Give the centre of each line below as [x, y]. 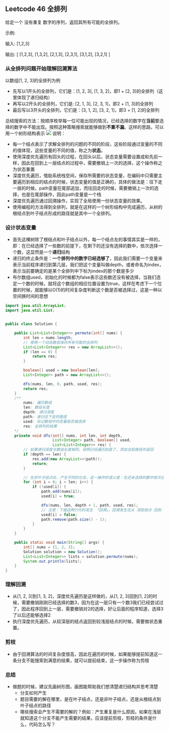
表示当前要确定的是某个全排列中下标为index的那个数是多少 [73, 271]
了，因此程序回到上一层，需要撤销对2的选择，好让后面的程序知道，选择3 [88, 609]
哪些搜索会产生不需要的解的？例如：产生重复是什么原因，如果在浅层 [91, 712]
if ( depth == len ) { [45, 454]
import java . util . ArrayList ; [36, 306]
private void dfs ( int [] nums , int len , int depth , [68, 436]
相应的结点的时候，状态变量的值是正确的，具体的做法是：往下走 [96, 182]
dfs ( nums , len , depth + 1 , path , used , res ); [90, 505]
